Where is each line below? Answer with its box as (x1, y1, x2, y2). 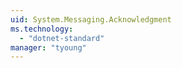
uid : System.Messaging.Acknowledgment (10, 14, 172, 25)
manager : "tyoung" (10, 42, 87, 53)
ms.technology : (10, 24, 74, 34)
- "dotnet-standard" (19, 33, 105, 43)
